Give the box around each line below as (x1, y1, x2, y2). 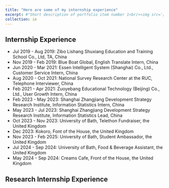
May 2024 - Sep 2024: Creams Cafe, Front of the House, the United (12, 155, 153, 161)
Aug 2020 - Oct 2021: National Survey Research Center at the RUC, (12, 75, 152, 81)
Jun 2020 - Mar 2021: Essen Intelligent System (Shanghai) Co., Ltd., (12, 65, 153, 71)
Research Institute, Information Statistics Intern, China (12, 102, 125, 108)
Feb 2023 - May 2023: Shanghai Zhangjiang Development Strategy (12, 96, 152, 103)
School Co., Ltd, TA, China (12, 54, 67, 60)
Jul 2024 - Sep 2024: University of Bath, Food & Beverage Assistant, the (12, 144, 163, 150)
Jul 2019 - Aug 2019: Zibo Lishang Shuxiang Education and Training (12, 49, 153, 55)
